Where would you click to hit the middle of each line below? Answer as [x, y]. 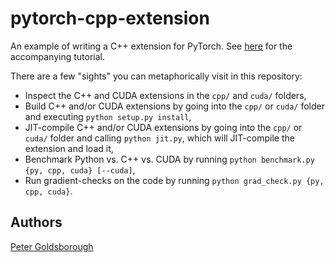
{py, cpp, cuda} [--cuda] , [80, 169]
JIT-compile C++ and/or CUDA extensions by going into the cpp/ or [163, 127]
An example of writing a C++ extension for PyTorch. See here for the [151, 46]
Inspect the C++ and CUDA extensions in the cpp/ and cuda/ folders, [165, 95]
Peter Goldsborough [52, 246]
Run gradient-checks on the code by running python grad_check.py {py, [174, 180]
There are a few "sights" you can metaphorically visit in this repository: [156, 76]
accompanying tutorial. [57, 56]
